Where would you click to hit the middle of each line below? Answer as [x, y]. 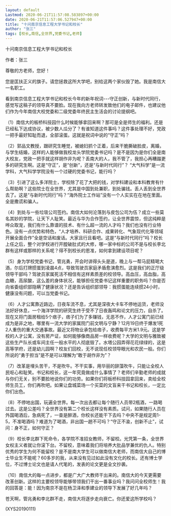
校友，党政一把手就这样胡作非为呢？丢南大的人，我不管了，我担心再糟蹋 [85, 158]
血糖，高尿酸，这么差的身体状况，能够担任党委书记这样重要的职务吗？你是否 [85, 280]
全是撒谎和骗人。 [23, 201]
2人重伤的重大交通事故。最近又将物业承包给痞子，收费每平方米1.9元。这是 [83, 329]
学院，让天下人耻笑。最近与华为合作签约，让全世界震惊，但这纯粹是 [94, 218]
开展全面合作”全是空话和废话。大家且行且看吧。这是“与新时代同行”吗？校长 [84, 238]
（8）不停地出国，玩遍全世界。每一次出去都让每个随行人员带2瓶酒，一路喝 [84, 402]
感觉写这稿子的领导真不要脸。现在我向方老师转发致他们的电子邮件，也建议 [83, 105]
